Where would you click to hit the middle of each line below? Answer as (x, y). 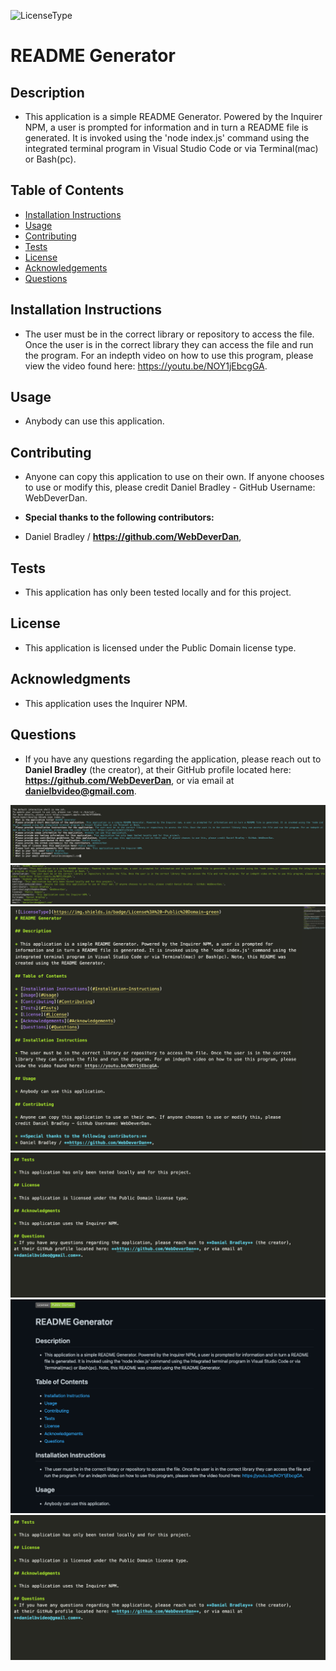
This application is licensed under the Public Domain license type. (160, 647)
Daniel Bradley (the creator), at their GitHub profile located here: (158, 769)
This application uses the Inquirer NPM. (106, 703)
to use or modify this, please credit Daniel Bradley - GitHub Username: (170, 487)
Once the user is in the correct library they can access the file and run (169, 344)
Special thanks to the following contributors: (119, 517)
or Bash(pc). (50, 159)
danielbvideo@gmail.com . (80, 791)
